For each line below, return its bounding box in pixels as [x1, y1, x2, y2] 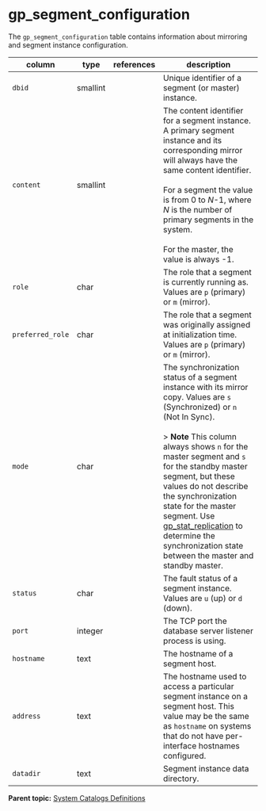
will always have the [163, 155, 238, 166]
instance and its [163, 135, 222, 146]
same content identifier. [163, 164, 252, 175]
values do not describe [163, 480, 249, 492]
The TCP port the [163, 615, 227, 626]
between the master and [163, 549, 254, 560]
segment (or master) [163, 82, 240, 93]
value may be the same [163, 710, 249, 721]
